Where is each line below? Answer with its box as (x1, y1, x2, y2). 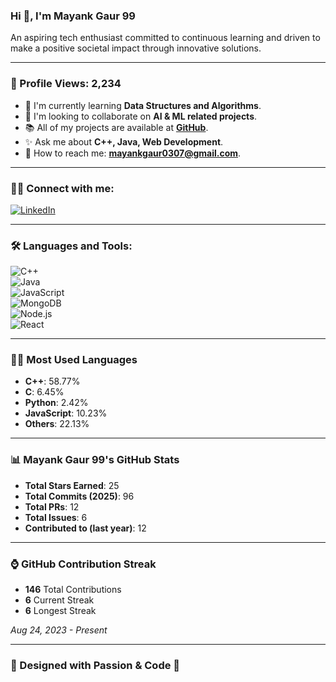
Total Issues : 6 (24, 511, 88, 523)
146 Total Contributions (24, 584, 122, 596)
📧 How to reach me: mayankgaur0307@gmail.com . (24, 147, 242, 159)
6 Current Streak (24, 594, 95, 606)
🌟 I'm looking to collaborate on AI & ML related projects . (24, 110, 258, 122)
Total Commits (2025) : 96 (24, 490, 135, 502)
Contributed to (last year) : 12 (24, 522, 147, 534)
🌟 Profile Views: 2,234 (10, 77, 122, 91)
